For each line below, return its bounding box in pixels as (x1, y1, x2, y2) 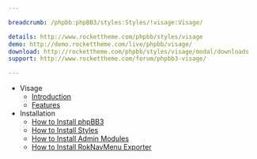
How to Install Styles (31, 126, 99, 135)
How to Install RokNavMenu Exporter (31, 142, 152, 152)
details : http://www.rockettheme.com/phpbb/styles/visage (8, 32, 203, 40)
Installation (19, 108, 56, 119)
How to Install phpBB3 (31, 117, 104, 127)
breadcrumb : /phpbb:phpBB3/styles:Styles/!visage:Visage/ (8, 18, 203, 26)
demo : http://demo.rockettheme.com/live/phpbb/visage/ (8, 40, 193, 48)
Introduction (31, 92, 72, 101)
